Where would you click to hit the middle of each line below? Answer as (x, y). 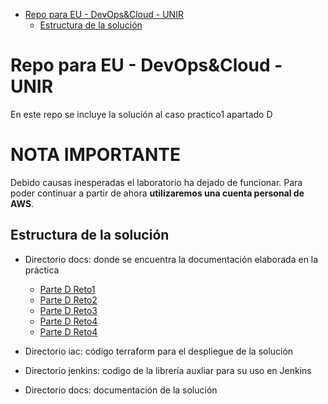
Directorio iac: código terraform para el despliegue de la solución (159, 351)
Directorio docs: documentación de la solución (121, 390)
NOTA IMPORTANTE (95, 155)
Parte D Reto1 (67, 289)
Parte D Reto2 (68, 300)
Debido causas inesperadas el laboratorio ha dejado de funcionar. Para (156, 182)
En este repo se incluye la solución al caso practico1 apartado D (141, 114)
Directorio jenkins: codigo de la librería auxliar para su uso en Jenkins (168, 370)
